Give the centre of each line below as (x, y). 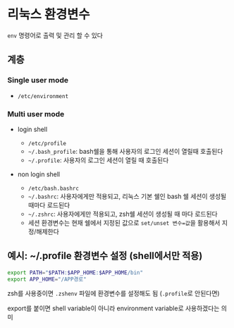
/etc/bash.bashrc (54, 188)
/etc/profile (47, 143)
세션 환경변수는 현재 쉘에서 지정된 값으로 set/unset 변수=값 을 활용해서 (124, 222)
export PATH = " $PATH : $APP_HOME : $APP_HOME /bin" (75, 272)
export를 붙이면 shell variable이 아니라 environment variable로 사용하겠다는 (113, 308)
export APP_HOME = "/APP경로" (47, 279)
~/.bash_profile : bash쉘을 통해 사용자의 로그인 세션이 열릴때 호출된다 (125, 151)
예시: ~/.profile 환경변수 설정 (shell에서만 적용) (105, 256)
